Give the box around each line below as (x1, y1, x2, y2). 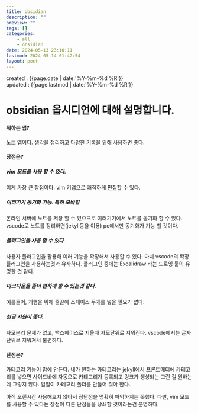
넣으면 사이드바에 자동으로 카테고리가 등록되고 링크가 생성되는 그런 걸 (17, 373, 177, 380)
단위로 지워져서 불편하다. (6, 337, 63, 344)
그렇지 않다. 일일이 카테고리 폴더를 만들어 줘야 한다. (12, 380, 131, 388)
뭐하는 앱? (6, 124, 30, 132)
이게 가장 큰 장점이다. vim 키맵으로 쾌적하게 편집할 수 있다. (6, 184, 141, 191)
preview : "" (6, 20, 35, 25)
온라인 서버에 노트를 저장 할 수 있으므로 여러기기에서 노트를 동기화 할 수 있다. (6, 214, 183, 222)
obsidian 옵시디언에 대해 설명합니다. (6, 103, 175, 117)
